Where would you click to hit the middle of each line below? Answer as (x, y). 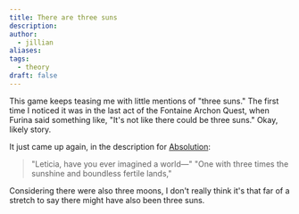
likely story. (30, 129)
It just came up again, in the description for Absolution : (110, 146)
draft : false (33, 76)
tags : (19, 59)
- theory (33, 68)
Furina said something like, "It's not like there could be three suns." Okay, (144, 119)
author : (24, 34)
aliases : (25, 51)
